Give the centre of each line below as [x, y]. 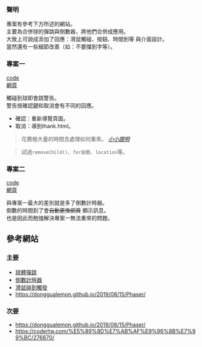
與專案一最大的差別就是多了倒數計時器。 [57, 202]
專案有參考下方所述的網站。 [41, 24]
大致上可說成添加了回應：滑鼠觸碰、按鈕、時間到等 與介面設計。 [87, 39]
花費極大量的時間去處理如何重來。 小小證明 [75, 139]
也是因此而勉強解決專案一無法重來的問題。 [60, 218]
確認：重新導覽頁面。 [42, 118]
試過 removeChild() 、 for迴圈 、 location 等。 [75, 152]
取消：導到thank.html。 [44, 126]
